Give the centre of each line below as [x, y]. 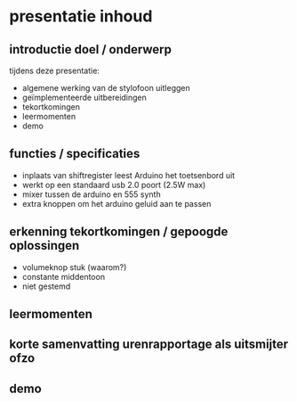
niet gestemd [46, 286]
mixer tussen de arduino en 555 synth [92, 194]
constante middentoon [63, 276]
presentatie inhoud [81, 16]
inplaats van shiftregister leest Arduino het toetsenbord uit [128, 175]
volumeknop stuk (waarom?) [74, 267]
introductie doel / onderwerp [90, 49]
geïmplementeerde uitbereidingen [84, 97]
